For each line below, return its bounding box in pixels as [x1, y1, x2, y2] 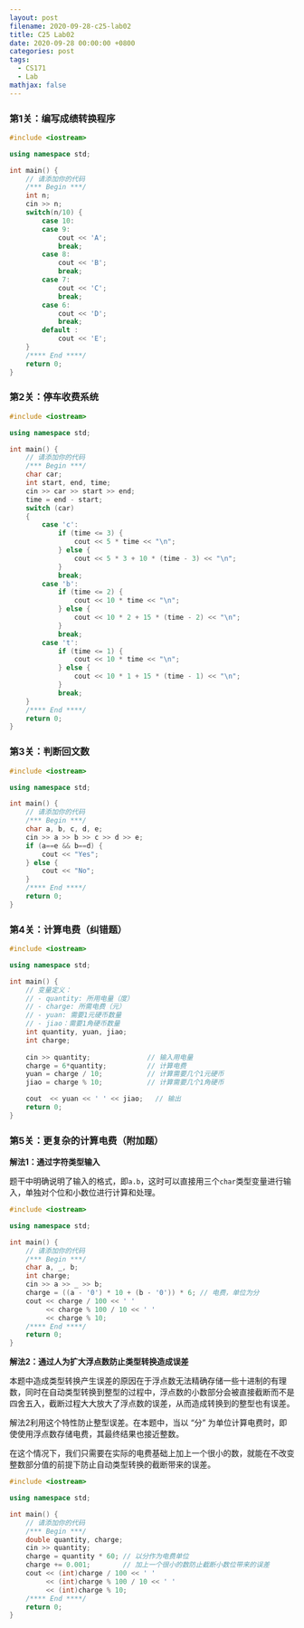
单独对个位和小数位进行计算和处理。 [24, 1187, 160, 1198]
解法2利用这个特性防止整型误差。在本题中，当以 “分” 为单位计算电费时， [9, 1417, 280, 1428]
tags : [9, 55, 30, 64]
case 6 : [42, 300, 71, 309]
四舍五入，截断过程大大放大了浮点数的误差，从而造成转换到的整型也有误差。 [9, 1398, 295, 1409]
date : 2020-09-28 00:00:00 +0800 [9, 38, 136, 48]
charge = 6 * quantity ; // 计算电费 [25, 1061, 187, 1071]
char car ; [25, 470, 63, 480]
